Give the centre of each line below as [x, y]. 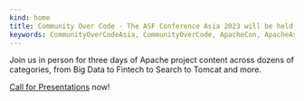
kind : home [30, 18]
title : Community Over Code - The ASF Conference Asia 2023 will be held [152, 26]
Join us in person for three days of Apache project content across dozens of [152, 60]
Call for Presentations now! [60, 87]
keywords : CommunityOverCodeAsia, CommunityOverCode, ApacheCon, [135, 34]
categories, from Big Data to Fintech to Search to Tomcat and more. [136, 69]
